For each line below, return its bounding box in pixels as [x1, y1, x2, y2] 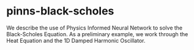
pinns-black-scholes [6, 4, 114, 18]
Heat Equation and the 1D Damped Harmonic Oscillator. [6, 37, 146, 44]
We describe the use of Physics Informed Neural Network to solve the [6, 24, 183, 31]
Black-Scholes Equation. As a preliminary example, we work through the [6, 30, 188, 37]
